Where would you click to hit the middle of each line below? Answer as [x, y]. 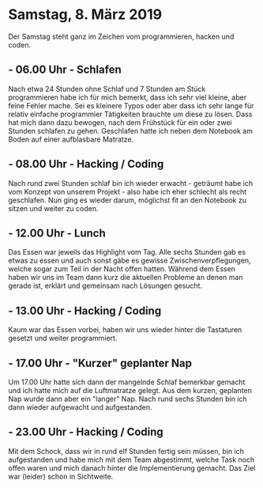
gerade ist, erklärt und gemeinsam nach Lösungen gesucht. [105, 286]
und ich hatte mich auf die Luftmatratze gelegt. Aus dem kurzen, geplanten [130, 390]
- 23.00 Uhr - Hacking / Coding [86, 432]
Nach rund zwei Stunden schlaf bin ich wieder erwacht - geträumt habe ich [131, 183]
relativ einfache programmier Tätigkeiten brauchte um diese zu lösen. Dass [130, 114]
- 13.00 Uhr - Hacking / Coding [85, 310]
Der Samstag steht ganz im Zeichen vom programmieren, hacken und [121, 36]
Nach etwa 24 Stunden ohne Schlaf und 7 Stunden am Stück [107, 89]
